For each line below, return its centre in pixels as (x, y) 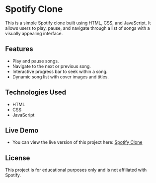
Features (19, 49)
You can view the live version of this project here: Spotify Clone (77, 142)
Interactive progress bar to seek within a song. (60, 71)
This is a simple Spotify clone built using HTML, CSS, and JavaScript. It (78, 23)
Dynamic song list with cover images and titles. (61, 77)
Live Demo (22, 130)
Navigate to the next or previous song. (51, 66)
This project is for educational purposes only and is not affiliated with (76, 170)
